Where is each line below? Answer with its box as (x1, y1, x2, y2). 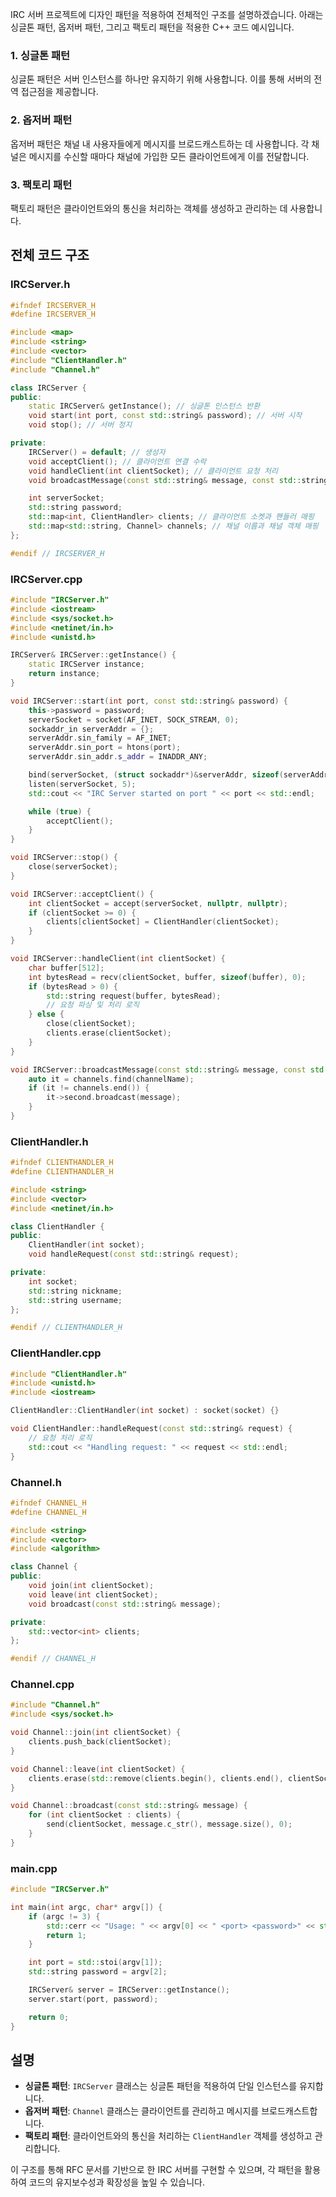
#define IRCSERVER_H (10, 309, 97, 320)
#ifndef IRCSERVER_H (10, 300, 97, 310)
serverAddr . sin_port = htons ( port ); (28, 743, 182, 753)
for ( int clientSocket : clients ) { (28, 1810, 182, 1820)
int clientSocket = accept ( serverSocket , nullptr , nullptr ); (28, 898, 288, 908)
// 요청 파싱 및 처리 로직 (46, 1000, 140, 1010)
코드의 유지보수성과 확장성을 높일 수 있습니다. (28, 2176, 206, 2188)
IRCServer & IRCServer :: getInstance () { (10, 650, 177, 660)
